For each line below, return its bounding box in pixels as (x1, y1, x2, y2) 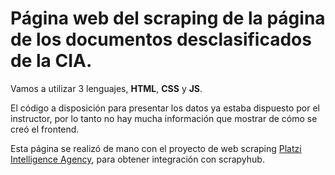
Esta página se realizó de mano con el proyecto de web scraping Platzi (10, 142, 302, 154)
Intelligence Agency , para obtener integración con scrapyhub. (10, 153, 265, 165)
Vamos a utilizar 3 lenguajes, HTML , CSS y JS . (10, 82, 203, 94)
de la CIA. (10, 50, 93, 72)
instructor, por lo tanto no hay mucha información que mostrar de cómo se (10, 112, 318, 124)
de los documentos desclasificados (10, 28, 312, 51)
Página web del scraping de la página (10, 7, 326, 30)
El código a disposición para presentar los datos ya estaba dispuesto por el (10, 102, 320, 114)
